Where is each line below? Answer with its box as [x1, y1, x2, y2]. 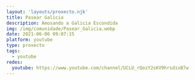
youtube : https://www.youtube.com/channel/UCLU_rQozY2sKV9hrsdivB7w [12, 64, 189, 71]
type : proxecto [6, 43, 45, 49]
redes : [6, 59, 23, 65]
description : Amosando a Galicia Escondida [6, 20, 118, 26]
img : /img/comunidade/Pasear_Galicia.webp [6, 25, 115, 32]
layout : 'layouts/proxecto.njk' [6, 8, 88, 15]
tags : [6, 48, 20, 54]
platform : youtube [6, 37, 53, 43]
